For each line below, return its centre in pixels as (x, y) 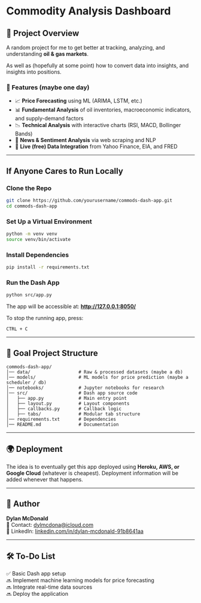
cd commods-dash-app (32, 206)
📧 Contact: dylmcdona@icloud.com (50, 524)
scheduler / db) (26, 382)
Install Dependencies (38, 255)
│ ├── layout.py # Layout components (68, 403)
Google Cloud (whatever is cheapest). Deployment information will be (92, 473)
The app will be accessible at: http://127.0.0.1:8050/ (71, 306)
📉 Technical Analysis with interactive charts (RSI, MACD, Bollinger (98, 125)
